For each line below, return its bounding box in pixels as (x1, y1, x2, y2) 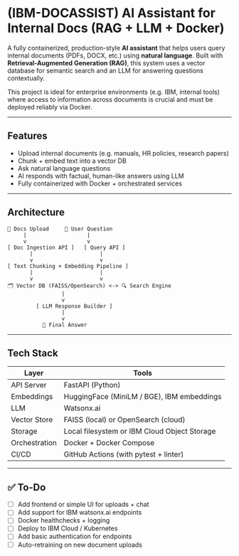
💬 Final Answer (42, 321, 87, 328)
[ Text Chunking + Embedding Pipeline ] (7, 262, 129, 269)
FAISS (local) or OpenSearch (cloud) (63, 415, 186, 424)
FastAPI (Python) (63, 380, 121, 390)
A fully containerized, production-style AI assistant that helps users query (7, 43, 225, 52)
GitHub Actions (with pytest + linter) (63, 449, 184, 459)
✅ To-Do (7, 481, 46, 493)
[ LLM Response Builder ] (36, 302, 113, 310)
